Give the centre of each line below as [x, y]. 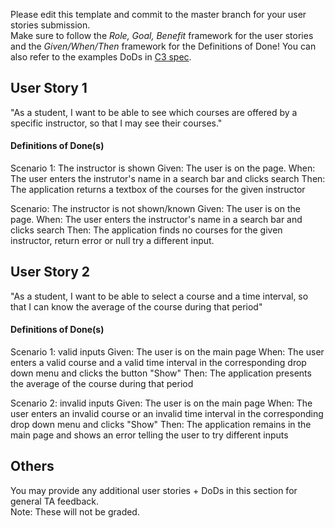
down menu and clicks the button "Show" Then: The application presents [161, 373]
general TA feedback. [55, 501]
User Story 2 [50, 272]
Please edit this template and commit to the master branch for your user [158, 14]
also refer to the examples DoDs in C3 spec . [101, 57]
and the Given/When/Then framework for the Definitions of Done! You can [163, 46]
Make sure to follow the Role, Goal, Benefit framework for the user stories [162, 35]
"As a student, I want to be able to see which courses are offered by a [154, 112]
